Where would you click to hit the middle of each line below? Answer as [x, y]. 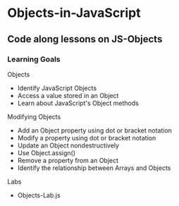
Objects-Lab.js [39, 195]
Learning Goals [34, 59]
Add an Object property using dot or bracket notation [95, 130]
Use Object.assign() [47, 152]
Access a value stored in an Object [68, 95]
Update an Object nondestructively [68, 145]
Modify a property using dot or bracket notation [87, 138]
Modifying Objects [34, 116]
